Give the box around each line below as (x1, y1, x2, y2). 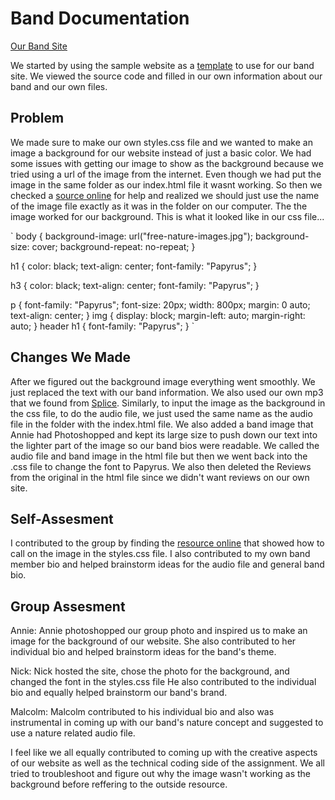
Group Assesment (10, 598, 126, 615)
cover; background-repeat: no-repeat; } (31, 240, 196, 252)
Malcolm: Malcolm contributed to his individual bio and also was (10, 706, 275, 718)
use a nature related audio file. (10, 727, 136, 739)
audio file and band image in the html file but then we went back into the (10, 450, 308, 462)
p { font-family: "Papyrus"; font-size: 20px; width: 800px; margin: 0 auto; (10, 298, 311, 311)
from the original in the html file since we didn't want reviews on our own (10, 471, 310, 483)
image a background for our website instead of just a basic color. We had (10, 147, 312, 159)
